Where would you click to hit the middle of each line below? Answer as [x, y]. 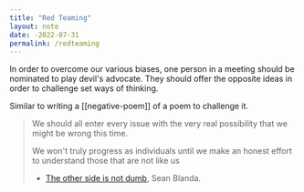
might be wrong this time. [80, 134]
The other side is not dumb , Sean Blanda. [123, 178]
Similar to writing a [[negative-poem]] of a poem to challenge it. [129, 106]
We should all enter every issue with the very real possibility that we [159, 124]
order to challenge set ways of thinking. [84, 88]
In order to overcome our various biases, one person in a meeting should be [152, 69]
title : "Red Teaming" [51, 18]
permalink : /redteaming [55, 43]
